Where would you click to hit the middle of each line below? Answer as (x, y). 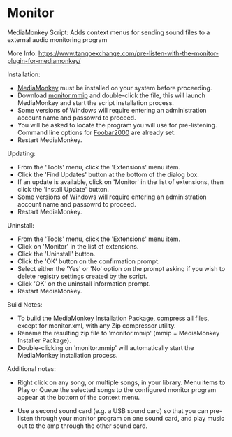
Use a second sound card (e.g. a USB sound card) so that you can (113, 410)
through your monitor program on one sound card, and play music (130, 418)
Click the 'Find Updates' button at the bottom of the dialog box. (108, 174)
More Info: (22, 53)
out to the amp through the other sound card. (82, 426)
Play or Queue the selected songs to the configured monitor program (117, 389)
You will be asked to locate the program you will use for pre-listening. (117, 125)
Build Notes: (25, 304)
